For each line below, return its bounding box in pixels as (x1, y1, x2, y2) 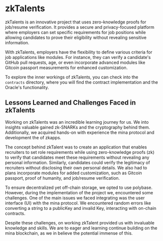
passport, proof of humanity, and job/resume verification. (5, 175, 120, 181)
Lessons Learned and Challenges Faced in (5, 98, 136, 107)
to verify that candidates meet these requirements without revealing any (5, 154, 149, 160)
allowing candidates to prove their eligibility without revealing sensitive (5, 35, 147, 40)
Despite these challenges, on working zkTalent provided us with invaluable (5, 220, 155, 225)
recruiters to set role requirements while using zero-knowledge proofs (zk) (5, 149, 155, 155)
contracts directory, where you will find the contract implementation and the (5, 79, 158, 85)
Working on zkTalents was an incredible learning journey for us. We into (5, 119, 149, 125)
